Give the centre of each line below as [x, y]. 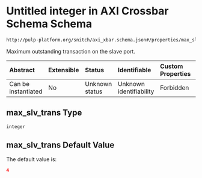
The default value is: [32, 159]
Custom [172, 66]
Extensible [63, 70]
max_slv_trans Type [44, 113]
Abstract [22, 70]
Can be [20, 84]
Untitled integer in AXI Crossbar [87, 11]
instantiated [26, 91]
